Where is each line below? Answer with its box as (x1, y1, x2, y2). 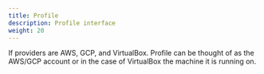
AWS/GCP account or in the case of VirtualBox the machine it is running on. (8, 56, 257, 66)
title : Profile (8, 11, 59, 20)
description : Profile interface (8, 19, 116, 27)
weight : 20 (8, 26, 45, 34)
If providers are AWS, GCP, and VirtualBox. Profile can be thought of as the (8, 49, 254, 58)
